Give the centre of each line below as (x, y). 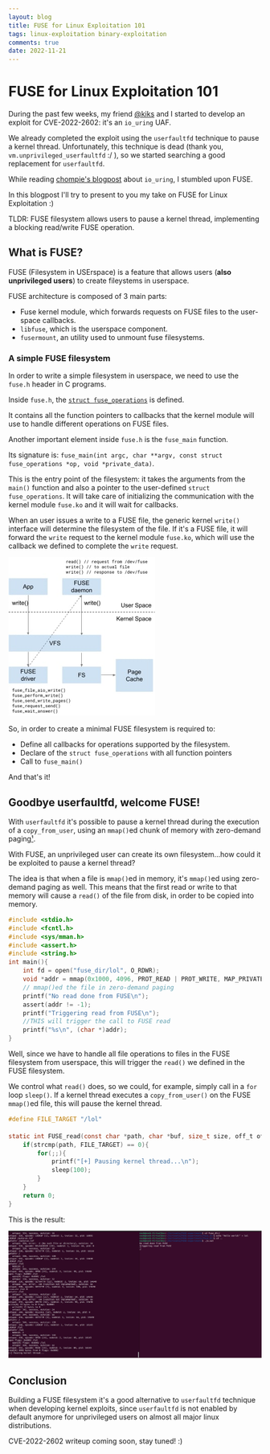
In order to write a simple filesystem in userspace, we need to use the (124, 376)
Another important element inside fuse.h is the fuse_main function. (119, 440)
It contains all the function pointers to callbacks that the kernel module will (131, 416)
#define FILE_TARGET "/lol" (55, 1120)
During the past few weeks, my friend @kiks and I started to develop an (127, 114)
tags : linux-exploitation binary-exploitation (88, 34)
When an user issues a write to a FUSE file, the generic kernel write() (124, 520)
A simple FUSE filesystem (59, 358)
